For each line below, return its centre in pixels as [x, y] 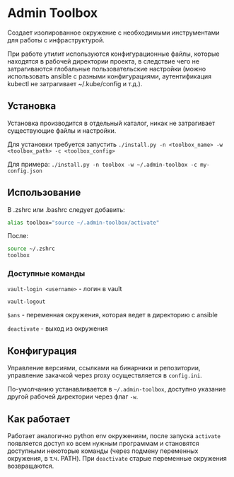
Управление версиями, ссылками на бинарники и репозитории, [104, 368]
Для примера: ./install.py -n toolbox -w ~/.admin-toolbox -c [103, 164]
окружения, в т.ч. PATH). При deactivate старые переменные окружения [117, 459]
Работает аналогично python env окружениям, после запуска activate [114, 436]
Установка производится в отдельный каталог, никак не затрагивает [111, 123]
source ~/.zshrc [31, 249]
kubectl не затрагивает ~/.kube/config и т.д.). [75, 83]
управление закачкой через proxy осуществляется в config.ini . [105, 375]
